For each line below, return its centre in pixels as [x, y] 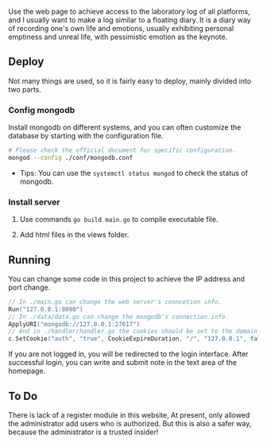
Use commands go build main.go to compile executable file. [119, 220]
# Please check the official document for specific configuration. [122, 150]
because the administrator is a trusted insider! [83, 432]
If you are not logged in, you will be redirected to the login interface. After [128, 354]
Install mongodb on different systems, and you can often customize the [125, 127]
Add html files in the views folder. [74, 235]
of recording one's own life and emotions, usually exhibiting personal [121, 28]
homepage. [27, 371]
